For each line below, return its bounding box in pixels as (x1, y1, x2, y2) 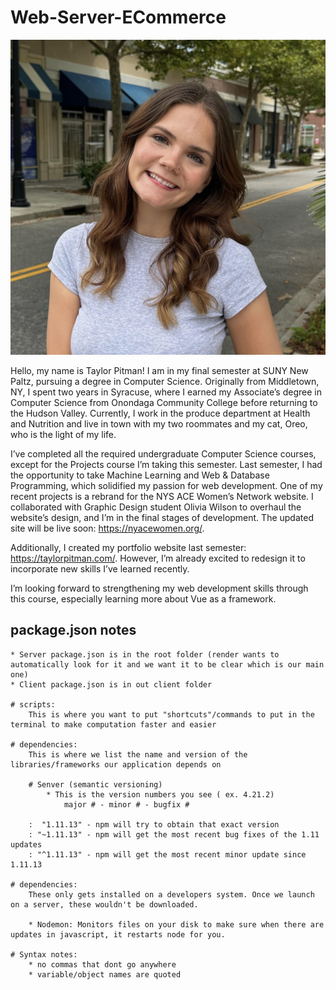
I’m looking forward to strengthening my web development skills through (10, 582, 309, 594)
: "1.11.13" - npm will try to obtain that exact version (28, 819, 280, 830)
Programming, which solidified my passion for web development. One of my (10, 479, 323, 491)
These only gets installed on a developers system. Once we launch (28, 889, 315, 900)
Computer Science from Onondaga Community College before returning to (10, 396, 318, 408)
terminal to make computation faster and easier (10, 719, 217, 730)
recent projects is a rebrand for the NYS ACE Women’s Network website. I (10, 490, 314, 502)
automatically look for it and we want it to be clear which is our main (10, 659, 325, 670)
